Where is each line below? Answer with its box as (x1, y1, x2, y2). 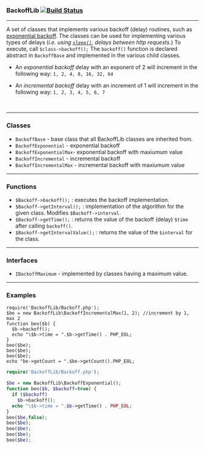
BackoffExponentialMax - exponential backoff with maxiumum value (15, 148, 183, 155)
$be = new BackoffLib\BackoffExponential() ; (6, 380, 121, 387)
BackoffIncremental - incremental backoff (15, 155, 121, 162)
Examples (6, 291, 37, 300)
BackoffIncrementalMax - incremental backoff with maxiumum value (15, 161, 185, 168)
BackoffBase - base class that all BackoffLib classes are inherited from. (15, 135, 193, 143)
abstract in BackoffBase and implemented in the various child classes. (6, 52, 181, 59)
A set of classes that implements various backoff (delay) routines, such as (6, 26, 192, 33)
